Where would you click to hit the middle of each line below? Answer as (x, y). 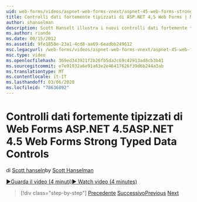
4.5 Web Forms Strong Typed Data (91, 142)
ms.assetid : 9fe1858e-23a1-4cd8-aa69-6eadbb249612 (69, 44)
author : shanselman (30, 22)
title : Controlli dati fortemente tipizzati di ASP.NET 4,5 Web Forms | (97, 17)
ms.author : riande (28, 33)
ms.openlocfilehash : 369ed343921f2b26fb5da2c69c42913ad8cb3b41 (85, 60)
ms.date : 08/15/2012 (31, 39)
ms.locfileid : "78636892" (38, 88)
